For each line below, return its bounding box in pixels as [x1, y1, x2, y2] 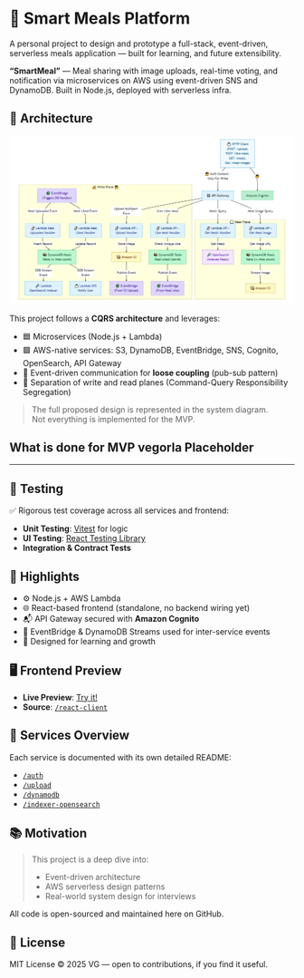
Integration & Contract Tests [22, 543, 131, 554]
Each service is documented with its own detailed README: [9, 751, 233, 762]
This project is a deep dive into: [31, 854, 149, 865]
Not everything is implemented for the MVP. [31, 413, 195, 424]
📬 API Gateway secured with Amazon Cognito [22, 613, 200, 624]
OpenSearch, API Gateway [22, 357, 122, 368]
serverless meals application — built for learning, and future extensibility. [9, 47, 282, 58]
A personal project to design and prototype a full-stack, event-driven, [9, 38, 269, 49]
